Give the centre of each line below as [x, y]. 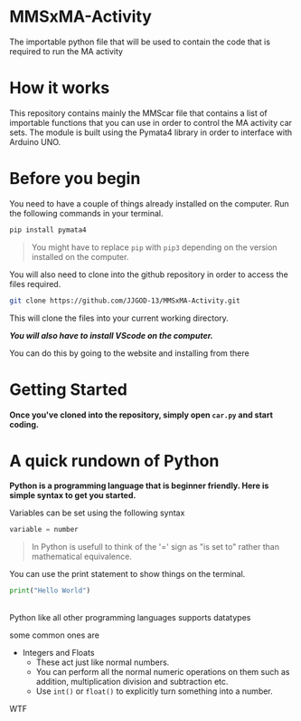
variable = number [44, 530]
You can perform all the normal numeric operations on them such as [163, 672]
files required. [35, 284]
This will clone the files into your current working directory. [119, 318]
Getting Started [69, 389]
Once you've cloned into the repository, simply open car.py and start [141, 415]
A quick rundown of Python [114, 461]
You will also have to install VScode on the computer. [112, 335]
